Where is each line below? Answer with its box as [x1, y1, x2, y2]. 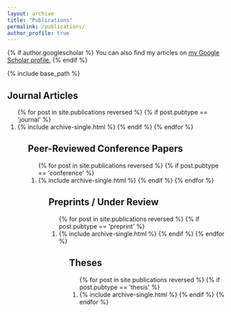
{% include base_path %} [7, 69, 80, 78]
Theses [69, 257, 103, 269]
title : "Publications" [7, 17, 73, 24]
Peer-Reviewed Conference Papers [27, 143, 184, 155]
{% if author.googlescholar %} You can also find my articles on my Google [7, 49, 220, 57]
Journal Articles [7, 90, 78, 101]
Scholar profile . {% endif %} [7, 56, 88, 65]
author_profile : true [7, 29, 70, 37]
